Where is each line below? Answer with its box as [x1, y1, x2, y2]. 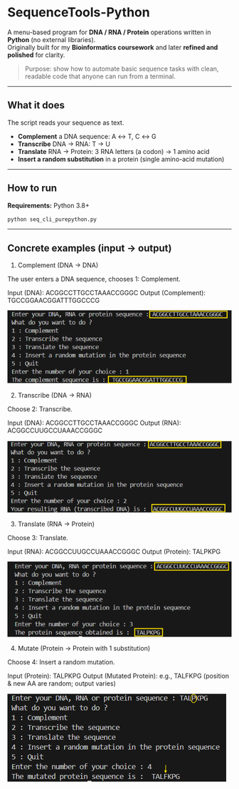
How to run [7, 182, 58, 195]
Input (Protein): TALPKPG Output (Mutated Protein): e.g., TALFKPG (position [7, 671, 230, 680]
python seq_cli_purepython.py [7, 215, 97, 223]
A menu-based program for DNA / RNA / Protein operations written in [7, 28, 211, 36]
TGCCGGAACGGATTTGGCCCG [7, 296, 100, 305]
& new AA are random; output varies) [7, 679, 116, 688]
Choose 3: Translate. [7, 534, 69, 542]
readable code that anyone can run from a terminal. [24, 72, 176, 81]
